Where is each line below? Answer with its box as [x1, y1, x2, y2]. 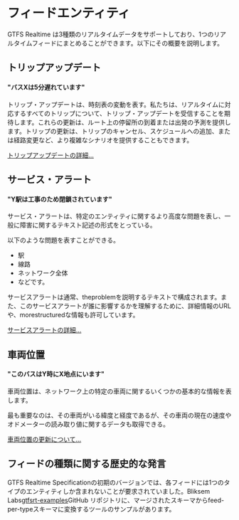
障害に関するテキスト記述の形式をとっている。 [19, 221, 156, 230]
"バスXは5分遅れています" [7, 83, 85, 91]
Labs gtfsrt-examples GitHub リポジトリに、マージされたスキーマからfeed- [7, 496, 225, 504]
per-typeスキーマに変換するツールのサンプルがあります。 [7, 504, 176, 513]
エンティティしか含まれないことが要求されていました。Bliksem [26, 487, 211, 495]
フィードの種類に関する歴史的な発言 [7, 458, 166, 470]
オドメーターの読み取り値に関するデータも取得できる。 [7, 420, 169, 428]
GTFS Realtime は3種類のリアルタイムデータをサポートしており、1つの [7, 30, 214, 38]
